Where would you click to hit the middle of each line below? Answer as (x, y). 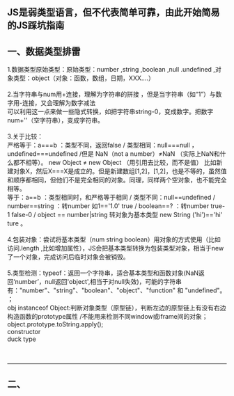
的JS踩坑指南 (36, 25)
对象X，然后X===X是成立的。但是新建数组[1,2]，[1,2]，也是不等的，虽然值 (120, 171)
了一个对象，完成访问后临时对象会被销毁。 (68, 257)
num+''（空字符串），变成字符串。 (56, 120)
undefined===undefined (42, 154)
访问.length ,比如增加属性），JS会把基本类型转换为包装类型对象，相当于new (116, 248)
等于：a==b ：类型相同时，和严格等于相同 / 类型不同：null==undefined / (111, 198)
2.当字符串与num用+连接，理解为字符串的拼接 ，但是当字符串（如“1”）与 (111, 94)
